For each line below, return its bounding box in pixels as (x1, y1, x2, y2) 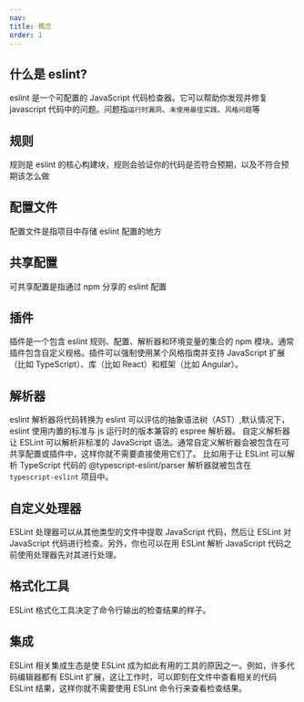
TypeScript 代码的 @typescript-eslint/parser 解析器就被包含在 (19, 460, 252, 471)
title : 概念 (9, 22, 52, 31)
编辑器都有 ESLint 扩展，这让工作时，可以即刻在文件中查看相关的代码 (16, 671, 278, 682)
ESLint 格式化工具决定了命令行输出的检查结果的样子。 (9, 604, 211, 615)
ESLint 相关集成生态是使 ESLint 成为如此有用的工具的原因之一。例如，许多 (9, 659, 287, 671)
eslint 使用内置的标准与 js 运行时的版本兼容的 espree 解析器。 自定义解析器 (9, 425, 291, 436)
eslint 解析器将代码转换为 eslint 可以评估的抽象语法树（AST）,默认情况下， (9, 414, 289, 425)
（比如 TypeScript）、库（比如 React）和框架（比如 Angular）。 (9, 359, 244, 370)
